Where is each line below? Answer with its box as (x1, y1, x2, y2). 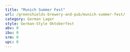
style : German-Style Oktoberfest (5, 21, 74, 26)
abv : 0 (5, 26, 19, 31)
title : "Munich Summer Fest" (5, 7, 65, 12)
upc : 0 (5, 40, 19, 45)
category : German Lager (5, 16, 55, 21)
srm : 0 (5, 35, 19, 40)
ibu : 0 (5, 30, 19, 35)
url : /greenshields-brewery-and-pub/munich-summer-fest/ (5, 12, 126, 17)
